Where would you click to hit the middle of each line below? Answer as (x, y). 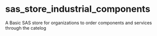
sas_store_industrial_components (78, 9)
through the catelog (26, 28)
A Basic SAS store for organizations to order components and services (79, 23)
